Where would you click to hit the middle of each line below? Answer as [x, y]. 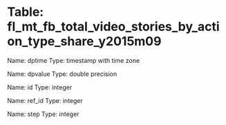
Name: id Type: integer [40, 87]
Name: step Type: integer [43, 114]
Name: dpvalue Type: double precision [62, 74]
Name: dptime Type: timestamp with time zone [74, 60]
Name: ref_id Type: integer [45, 100]
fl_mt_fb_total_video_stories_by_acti [113, 27]
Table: [26, 12]
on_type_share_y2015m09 [84, 41]
